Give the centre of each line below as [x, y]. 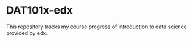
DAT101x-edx [40, 10]
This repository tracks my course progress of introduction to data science [97, 27]
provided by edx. [27, 33]
